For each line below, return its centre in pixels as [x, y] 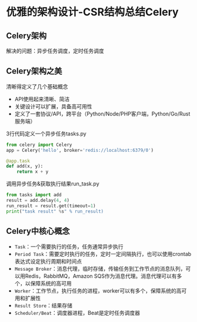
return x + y [33, 172]
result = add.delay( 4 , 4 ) [38, 201]
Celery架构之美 [34, 71]
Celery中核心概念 [38, 231]
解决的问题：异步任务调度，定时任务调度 [55, 51]
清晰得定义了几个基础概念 [37, 87]
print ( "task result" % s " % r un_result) [55, 211]
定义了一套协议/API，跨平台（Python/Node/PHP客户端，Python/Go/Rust [102, 114]
